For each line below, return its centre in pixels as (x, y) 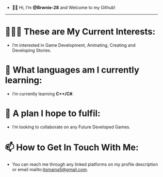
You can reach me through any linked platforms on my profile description (85, 164)
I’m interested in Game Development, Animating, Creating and (74, 45)
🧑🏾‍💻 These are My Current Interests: (80, 32)
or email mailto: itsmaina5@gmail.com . (50, 169)
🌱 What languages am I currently (72, 70)
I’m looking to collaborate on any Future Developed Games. (71, 127)
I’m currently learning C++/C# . (43, 94)
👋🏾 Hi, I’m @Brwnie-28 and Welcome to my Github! (64, 8)
